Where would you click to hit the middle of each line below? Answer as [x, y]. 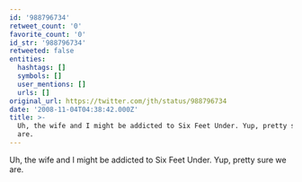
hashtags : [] [42, 68]
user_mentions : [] [52, 84]
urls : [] [34, 92]
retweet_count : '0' [46, 26]
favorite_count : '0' [48, 34]
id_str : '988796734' [48, 43]
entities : [28, 59]
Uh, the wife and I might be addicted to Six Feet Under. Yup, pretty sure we [148, 160]
